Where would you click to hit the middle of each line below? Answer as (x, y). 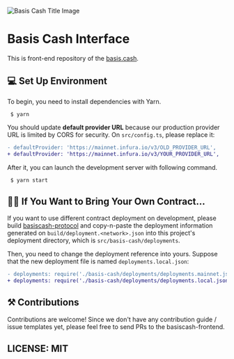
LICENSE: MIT (38, 349)
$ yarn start (29, 180)
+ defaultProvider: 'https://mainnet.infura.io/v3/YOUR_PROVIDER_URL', (113, 154)
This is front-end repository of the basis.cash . (73, 58)
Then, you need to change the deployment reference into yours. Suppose (112, 254)
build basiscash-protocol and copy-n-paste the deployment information (110, 226)
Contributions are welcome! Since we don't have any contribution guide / (112, 319)
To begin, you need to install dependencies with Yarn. (84, 101)
